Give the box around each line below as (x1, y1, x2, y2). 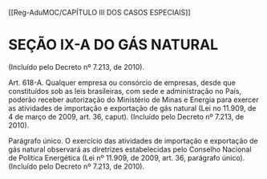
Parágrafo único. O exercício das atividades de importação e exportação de (8, 136, 258, 145)
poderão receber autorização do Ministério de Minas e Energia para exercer (8, 95, 259, 104)
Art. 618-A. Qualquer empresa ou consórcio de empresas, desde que (8, 77, 237, 87)
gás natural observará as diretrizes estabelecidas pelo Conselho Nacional (8, 144, 252, 154)
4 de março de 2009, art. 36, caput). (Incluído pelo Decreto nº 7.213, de (8, 112, 245, 121)
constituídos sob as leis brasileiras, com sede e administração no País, (8, 86, 242, 96)
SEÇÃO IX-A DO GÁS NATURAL (8, 36, 219, 54)
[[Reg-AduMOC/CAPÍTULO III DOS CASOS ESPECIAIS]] (8, 8, 191, 17)
